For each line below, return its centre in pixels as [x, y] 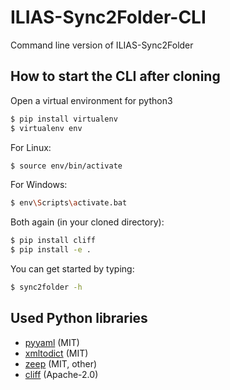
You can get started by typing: [72, 269]
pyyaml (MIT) [52, 342]
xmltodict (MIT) [56, 353]
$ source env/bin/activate [66, 166]
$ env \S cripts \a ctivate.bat [69, 203]
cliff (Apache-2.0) [61, 374]
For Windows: [39, 185]
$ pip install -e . [51, 250]
